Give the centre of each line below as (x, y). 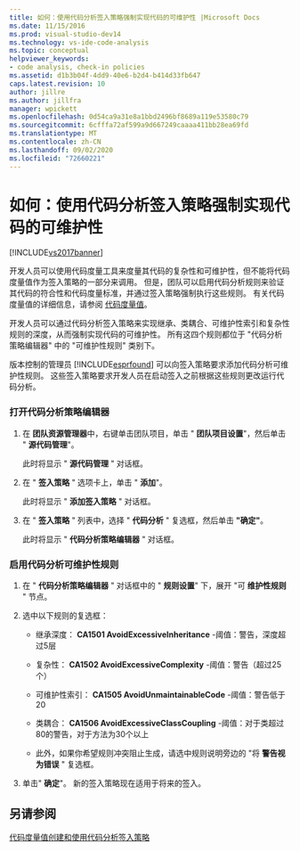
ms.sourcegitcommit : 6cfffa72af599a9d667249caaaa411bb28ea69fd (129, 126)
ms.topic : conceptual (49, 51)
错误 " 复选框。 (71, 765)
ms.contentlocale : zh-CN (55, 142)
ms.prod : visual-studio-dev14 (65, 34)
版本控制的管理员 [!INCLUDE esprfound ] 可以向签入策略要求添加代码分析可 (145, 364)
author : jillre (37, 92)
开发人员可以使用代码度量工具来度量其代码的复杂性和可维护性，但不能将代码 (150, 271)
